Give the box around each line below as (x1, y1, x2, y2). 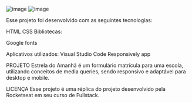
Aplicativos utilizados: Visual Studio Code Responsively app (6, 51, 151, 58)
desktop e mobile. (6, 74, 50, 81)
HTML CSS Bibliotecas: (6, 28, 63, 35)
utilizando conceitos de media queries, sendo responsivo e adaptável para (6, 68, 186, 75)
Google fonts (6, 40, 38, 46)
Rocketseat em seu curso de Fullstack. (6, 92, 100, 98)
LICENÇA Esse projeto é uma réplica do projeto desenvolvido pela (6, 86, 166, 93)
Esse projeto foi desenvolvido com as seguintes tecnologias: (6, 17, 153, 23)
